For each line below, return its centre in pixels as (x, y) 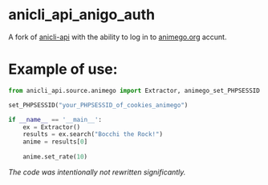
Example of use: (63, 69)
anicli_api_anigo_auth (81, 15)
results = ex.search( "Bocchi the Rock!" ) (93, 135)
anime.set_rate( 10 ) (55, 157)
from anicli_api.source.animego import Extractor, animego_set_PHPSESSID (134, 90)
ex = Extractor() (52, 127)
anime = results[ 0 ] (55, 142)
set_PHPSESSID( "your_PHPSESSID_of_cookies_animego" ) (98, 105)
